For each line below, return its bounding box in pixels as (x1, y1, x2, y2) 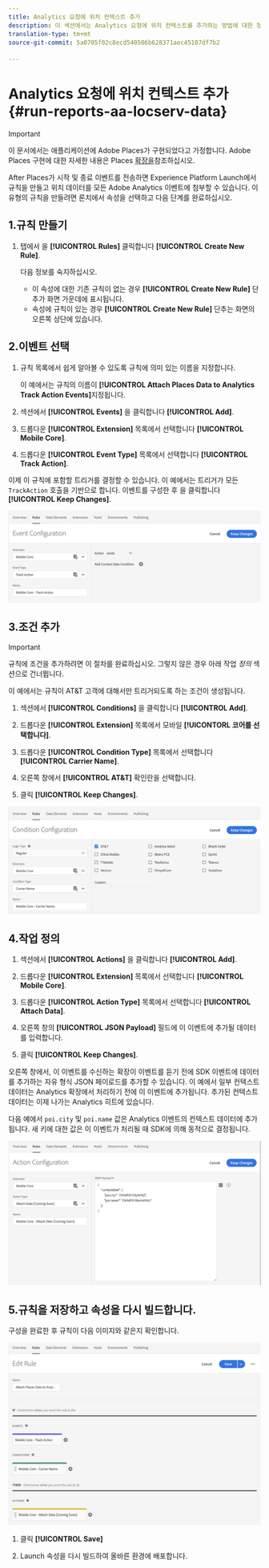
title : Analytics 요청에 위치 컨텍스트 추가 (8, 13, 141, 21)
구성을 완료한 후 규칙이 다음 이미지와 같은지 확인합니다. (8, 1326, 179, 1335)
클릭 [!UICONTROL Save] (19, 1534, 103, 1544)
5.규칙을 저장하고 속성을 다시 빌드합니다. (8, 1303, 196, 1317)
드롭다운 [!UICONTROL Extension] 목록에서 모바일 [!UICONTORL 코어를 (19, 719, 252, 730)
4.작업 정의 (8, 932, 60, 946)
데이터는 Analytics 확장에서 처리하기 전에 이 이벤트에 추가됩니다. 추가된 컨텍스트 (8, 1087, 259, 1097)
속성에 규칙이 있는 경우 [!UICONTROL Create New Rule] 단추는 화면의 (31, 303, 255, 313)
